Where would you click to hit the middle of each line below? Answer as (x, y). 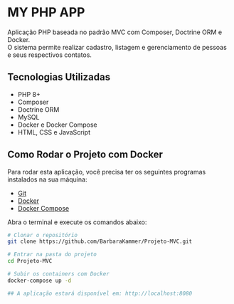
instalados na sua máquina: (47, 179)
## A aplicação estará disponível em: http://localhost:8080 (100, 293)
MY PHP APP (46, 12)
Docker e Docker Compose (57, 125)
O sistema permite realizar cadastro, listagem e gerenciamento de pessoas (117, 47)
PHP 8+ (29, 94)
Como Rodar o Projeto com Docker (85, 155)
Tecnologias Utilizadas (59, 77)
